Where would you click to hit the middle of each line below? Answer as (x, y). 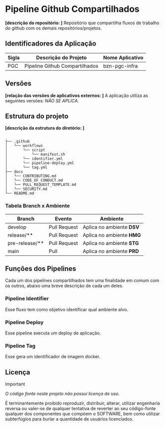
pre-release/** (26, 243)
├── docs (14, 172)
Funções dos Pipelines (41, 269)
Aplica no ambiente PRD (111, 251)
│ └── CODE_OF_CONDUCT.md (34, 181)
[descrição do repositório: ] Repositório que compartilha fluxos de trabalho (82, 23)
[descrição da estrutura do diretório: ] (45, 128)
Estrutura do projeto (37, 116)
